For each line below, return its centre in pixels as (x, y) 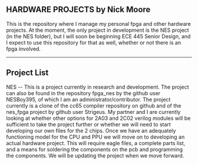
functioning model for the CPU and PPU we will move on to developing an (95, 137)
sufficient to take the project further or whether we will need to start (88, 124)
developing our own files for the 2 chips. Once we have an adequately (91, 130)
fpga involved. (24, 49)
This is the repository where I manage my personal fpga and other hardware (99, 23)
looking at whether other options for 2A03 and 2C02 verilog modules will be (98, 118)
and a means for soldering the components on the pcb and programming (95, 149)
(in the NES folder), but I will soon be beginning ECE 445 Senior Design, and (98, 36)
